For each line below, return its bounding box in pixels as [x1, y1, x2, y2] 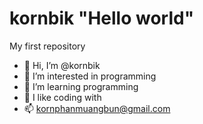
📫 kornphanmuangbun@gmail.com [23, 102, 171, 114]
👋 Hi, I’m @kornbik [23, 59, 101, 71]
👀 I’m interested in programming [23, 70, 157, 82]
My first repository [9, 40, 86, 52]
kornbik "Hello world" [9, 7, 195, 30]
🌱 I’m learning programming [23, 80, 139, 92]
